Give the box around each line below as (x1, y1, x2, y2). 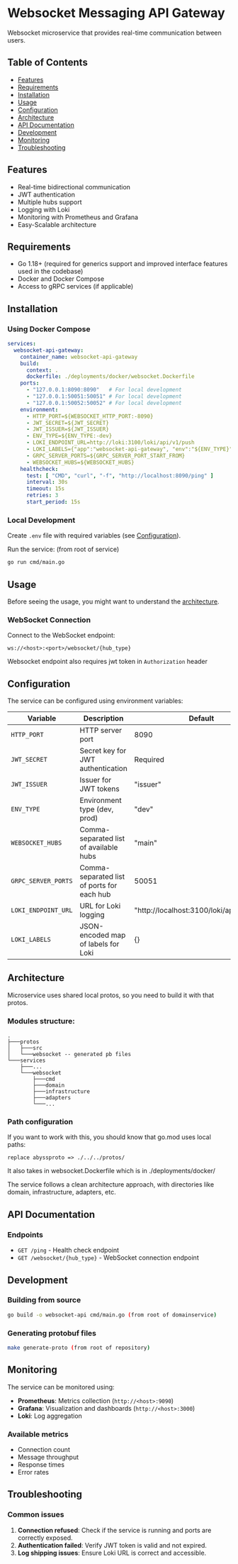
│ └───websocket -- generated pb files (7, 1051, 132, 1058)
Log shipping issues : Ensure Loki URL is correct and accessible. (17, 1548, 207, 1557)
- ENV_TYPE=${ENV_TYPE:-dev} (25, 433, 113, 440)
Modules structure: (7, 1016, 76, 1026)
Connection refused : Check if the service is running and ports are (17, 1526, 212, 1534)
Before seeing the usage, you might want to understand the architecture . (7, 597, 220, 606)
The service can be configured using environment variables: (7, 697, 183, 705)
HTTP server (79, 726, 123, 736)
